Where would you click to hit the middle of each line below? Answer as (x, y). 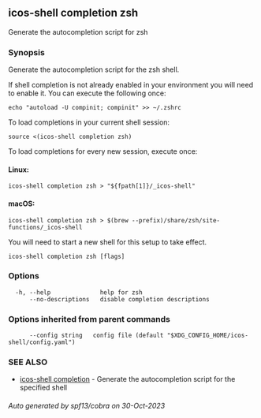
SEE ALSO (28, 362)
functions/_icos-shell (45, 227)
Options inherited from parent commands (89, 319)
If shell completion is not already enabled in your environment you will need (131, 85)
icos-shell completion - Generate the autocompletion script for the (127, 379)
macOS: (22, 203)
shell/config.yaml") (42, 342)
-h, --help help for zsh (79, 292)
